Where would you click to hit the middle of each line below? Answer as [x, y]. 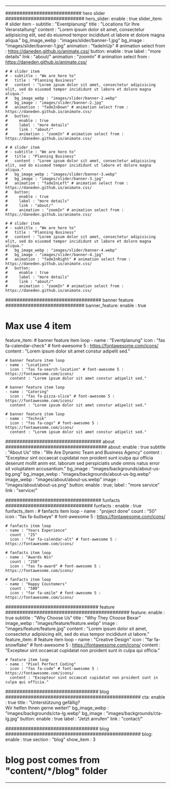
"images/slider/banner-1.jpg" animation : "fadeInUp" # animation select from [85, 46]
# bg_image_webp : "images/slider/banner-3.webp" [61, 174]
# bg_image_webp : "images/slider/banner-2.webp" [61, 98]
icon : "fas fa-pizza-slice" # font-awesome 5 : [62, 396]
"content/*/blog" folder [56, 771]
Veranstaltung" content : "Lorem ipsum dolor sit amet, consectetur [75, 29]
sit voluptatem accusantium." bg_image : [48, 469]
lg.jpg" [12, 719]
